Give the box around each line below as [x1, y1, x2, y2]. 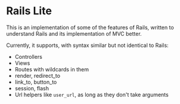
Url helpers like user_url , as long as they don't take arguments [14, 91, 169, 98]
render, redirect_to [14, 72, 61, 79]
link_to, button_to [14, 78, 57, 86]
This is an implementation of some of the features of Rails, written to [6, 24, 174, 31]
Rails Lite [6, 4, 52, 18]
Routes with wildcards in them [14, 65, 89, 73]
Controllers [14, 53, 43, 60]
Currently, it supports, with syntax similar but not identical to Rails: [6, 42, 169, 49]
